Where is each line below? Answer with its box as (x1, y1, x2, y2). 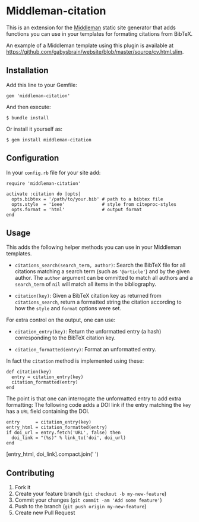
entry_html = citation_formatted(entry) (6, 425, 108, 431)
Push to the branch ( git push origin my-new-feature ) (14, 503, 147, 510)
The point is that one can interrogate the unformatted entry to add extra (6, 395, 182, 402)
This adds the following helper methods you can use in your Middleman (6, 243, 181, 251)
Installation (6, 66, 49, 76)
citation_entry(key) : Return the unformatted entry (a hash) (14, 328, 162, 335)
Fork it (14, 484, 31, 491)
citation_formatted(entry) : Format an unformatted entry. (14, 346, 156, 353)
